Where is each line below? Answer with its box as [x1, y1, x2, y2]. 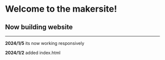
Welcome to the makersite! [5, 3, 117, 15]
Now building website [5, 23, 73, 31]
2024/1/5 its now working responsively [5, 40, 84, 46]
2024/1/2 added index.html [5, 50, 60, 56]
